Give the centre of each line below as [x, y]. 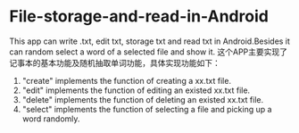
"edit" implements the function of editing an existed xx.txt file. [136, 90]
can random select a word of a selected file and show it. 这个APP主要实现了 [149, 52]
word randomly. [51, 119]
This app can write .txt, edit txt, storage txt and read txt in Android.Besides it [149, 41]
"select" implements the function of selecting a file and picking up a [147, 109]
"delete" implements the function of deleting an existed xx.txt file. [143, 99]
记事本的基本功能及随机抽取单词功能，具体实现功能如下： [115, 62]
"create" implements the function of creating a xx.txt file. [127, 80]
